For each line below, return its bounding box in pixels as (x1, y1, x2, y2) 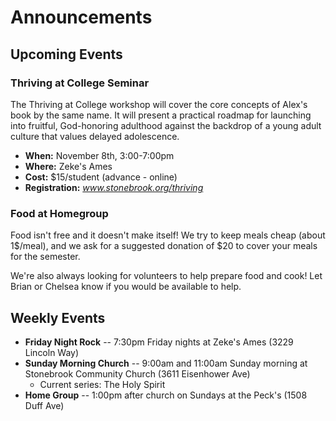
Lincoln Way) (24, 346, 80, 358)
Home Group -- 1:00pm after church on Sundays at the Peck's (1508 (24, 389, 308, 401)
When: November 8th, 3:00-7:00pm (24, 149, 175, 161)
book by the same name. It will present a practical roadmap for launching (10, 109, 312, 121)
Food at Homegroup (10, 206, 109, 220)
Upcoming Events (10, 46, 123, 63)
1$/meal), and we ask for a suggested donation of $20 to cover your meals (10, 240, 318, 252)
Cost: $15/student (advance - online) (24, 171, 178, 183)
